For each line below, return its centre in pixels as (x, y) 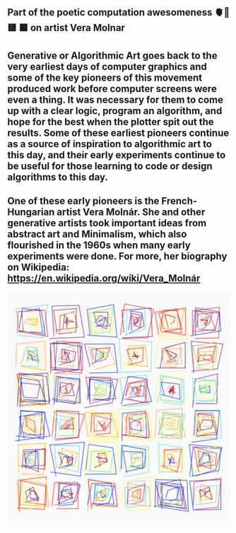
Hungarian (31, 212)
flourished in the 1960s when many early (99, 246)
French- (179, 201)
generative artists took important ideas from (107, 223)
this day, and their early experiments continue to (117, 155)
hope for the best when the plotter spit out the (111, 122)
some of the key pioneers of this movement (105, 77)
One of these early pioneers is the (83, 201)
